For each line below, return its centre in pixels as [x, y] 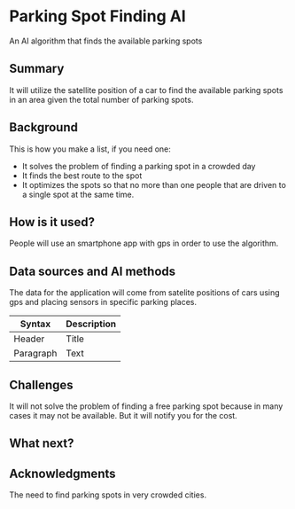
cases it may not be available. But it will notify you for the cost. [123, 415]
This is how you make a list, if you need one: [90, 149]
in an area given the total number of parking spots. [101, 99]
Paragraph [35, 354]
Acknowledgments [63, 473]
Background [43, 127]
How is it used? [52, 222]
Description [91, 324]
